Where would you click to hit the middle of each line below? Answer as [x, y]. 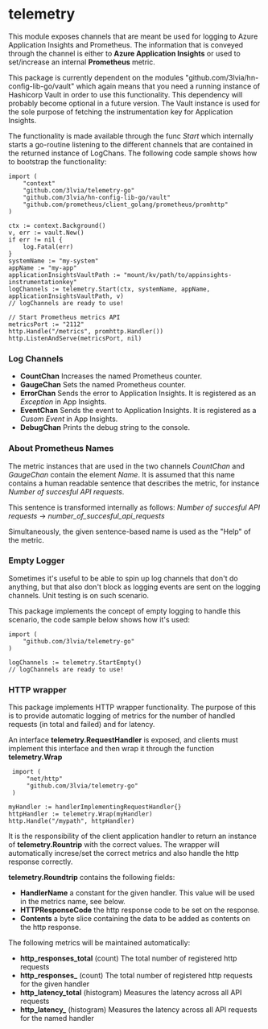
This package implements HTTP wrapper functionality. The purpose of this [132, 707]
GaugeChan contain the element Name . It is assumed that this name [122, 474]
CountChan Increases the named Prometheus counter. [111, 376]
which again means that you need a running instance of [168, 86]
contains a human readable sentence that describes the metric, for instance [134, 483]
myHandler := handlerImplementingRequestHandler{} [95, 807]
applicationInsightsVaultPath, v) [66, 296]
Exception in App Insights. [63, 402]
